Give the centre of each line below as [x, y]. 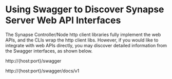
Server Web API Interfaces [63, 20]
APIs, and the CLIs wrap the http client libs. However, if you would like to [82, 40]
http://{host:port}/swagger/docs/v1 [42, 71]
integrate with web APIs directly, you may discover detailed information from [86, 45]
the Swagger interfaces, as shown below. [49, 51]
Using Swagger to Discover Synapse [85, 9]
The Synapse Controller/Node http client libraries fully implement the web [83, 34]
